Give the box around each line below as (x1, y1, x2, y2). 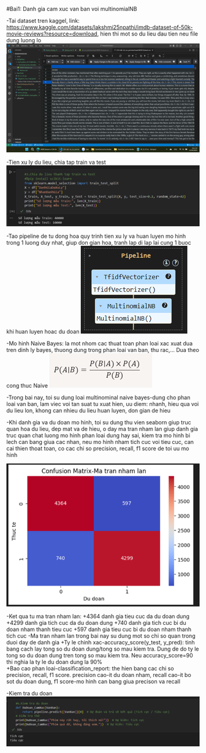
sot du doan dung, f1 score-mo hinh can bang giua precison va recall (6, 678, 181, 685)
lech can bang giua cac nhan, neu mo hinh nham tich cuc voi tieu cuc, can (6, 438, 194, 445)
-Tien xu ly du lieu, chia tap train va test (6, 158, 106, 166)
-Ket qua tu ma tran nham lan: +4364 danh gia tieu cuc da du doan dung (6, 613, 190, 620)
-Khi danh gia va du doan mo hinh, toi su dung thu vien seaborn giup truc (6, 418, 191, 426)
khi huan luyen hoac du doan (6, 327, 80, 335)
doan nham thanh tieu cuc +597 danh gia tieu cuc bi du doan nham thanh (6, 625, 192, 633)
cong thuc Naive (6, 381, 48, 389)
